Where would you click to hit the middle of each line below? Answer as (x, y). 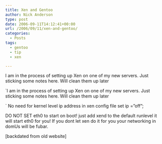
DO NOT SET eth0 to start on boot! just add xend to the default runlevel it (81, 116)
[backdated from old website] (36, 136)
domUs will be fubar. (27, 126)
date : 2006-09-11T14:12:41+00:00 (40, 24)
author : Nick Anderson (29, 15)
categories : (18, 33)
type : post (17, 19)
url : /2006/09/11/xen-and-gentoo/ (42, 29)
